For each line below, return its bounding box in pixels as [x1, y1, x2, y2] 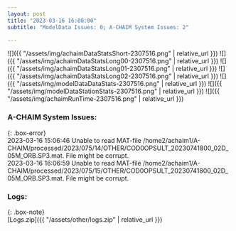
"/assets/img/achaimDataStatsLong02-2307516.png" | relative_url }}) [16, 72, 219, 80]
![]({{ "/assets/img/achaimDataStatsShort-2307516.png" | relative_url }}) [7, 49, 218, 58]
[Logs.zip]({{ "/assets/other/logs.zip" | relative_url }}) [7, 215, 163, 224]
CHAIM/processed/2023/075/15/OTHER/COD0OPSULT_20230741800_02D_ [7, 166, 229, 175]
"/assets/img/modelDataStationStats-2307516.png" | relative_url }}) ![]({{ [7, 87, 220, 96]
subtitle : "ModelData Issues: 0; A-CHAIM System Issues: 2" [7, 23, 190, 31]
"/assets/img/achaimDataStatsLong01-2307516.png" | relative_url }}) [16, 65, 218, 73]
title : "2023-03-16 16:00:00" [7, 17, 97, 24]
